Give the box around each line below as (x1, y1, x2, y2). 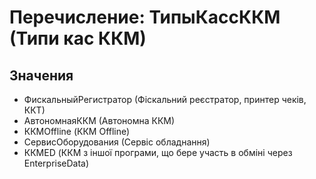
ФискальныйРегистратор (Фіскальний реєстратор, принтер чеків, (23, 94, 307, 105)
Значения (9, 67, 74, 84)
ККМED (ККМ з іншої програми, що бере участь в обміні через (23, 147, 293, 158)
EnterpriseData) (23, 157, 90, 169)
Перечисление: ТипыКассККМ (9, 6, 281, 29)
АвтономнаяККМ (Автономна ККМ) (23, 115, 176, 126)
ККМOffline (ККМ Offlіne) (23, 126, 131, 137)
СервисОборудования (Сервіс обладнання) (23, 136, 211, 148)
